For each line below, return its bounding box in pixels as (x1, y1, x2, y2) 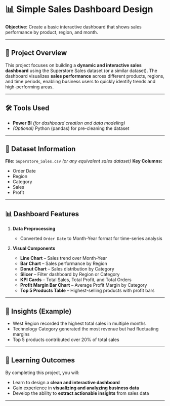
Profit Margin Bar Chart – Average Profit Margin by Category (20, 282, 147, 288)
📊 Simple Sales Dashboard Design (5, 4, 153, 15)
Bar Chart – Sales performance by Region (20, 260, 107, 266)
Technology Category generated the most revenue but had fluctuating (12, 326, 159, 332)
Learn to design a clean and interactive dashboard (12, 379, 120, 385)
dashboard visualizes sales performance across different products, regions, (5, 73, 164, 79)
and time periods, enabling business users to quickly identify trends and (5, 78, 156, 84)
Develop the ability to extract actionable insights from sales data (12, 390, 149, 396)
